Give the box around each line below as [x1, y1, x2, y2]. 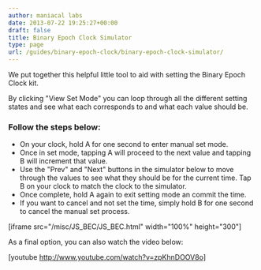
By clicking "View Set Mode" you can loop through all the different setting [8, 94, 248, 103]
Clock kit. [8, 78, 39, 88]
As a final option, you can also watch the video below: [8, 238, 184, 247]
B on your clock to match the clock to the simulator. [19, 182, 187, 191]
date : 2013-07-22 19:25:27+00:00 [8, 19, 118, 27]
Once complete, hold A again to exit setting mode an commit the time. [19, 190, 247, 200]
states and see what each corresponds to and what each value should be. [8, 102, 248, 111]
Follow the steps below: [8, 122, 101, 133]
